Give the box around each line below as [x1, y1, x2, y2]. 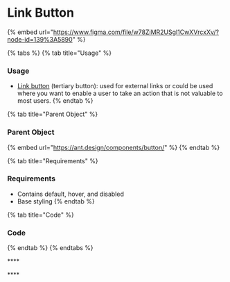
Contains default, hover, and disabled [17, 190, 125, 198]
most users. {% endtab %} [17, 97, 94, 105]
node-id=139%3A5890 [7, 35, 73, 43]
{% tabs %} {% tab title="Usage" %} [7, 49, 112, 57]
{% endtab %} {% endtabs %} [7, 244, 94, 252]
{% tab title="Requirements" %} [7, 156, 98, 165]
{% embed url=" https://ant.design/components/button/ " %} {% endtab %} [7, 143, 220, 151]
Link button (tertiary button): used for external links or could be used [17, 82, 213, 90]
